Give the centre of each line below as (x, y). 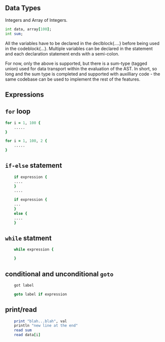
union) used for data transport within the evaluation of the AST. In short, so (81, 68)
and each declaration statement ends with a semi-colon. (62, 53)
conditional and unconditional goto (59, 274)
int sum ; (14, 34)
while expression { (34, 249)
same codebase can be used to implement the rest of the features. (73, 79)
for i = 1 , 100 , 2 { (26, 141)
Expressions (25, 94)
